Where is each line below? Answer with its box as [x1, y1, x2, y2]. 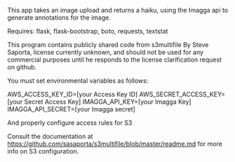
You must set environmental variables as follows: [7, 76, 149, 85]
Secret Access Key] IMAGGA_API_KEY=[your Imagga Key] [24, 97, 192, 106]
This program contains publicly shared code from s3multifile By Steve [7, 41, 209, 48]
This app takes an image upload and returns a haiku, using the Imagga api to [7, 6, 229, 14]
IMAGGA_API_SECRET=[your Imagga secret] [7, 105, 135, 113]
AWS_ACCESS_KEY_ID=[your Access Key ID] [7, 90, 138, 98]
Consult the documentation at [7, 133, 93, 140]
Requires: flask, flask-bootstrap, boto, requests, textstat [7, 27, 168, 35]
